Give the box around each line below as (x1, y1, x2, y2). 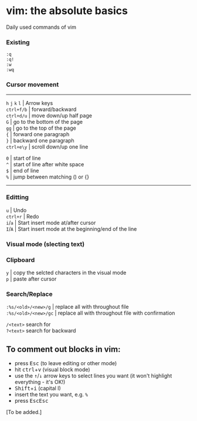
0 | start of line (6, 154, 41, 161)
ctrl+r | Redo (6, 213, 39, 220)
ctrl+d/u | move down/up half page (6, 112, 93, 119)
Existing (6, 38, 30, 46)
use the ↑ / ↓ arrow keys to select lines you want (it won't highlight (14, 372, 172, 379)
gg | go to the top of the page (6, 124, 76, 132)
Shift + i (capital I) (14, 385, 62, 392)
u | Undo (6, 207, 27, 214)
